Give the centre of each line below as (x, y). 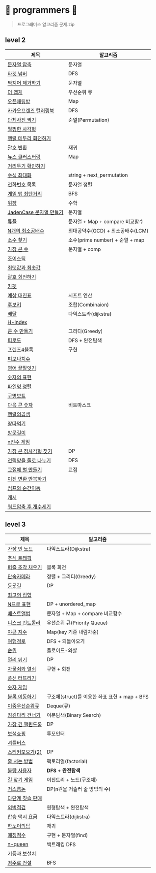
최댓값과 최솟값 (24, 268)
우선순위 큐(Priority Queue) (77, 623)
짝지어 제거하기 (24, 83)
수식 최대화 (20, 175)
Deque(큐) (58, 705)
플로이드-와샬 (62, 650)
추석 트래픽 (20, 558)
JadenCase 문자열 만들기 (36, 212)
